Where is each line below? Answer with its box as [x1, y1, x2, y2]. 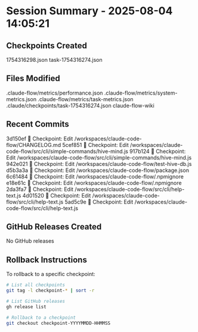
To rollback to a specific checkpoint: [6, 271, 95, 278]
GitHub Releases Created [6, 222, 102, 232]
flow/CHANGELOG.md [6, 141, 61, 148]
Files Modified [6, 73, 61, 84]
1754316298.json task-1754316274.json [6, 57, 103, 63]
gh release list [6, 303, 47, 310]
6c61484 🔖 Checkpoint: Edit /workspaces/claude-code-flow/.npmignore [6, 173, 184, 180]
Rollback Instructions [6, 255, 88, 265]
